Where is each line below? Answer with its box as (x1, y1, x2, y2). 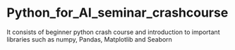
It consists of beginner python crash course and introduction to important (6, 28, 220, 36)
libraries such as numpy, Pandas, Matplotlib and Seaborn (6, 35, 172, 43)
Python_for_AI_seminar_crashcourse (6, 5, 229, 21)
